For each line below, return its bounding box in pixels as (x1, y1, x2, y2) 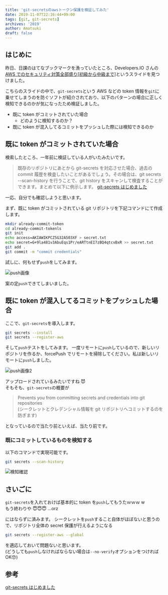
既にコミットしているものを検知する (5, 437, 93, 444)
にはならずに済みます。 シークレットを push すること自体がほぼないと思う (5, 516, 155, 522)
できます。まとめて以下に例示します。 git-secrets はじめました (17, 184, 147, 190)
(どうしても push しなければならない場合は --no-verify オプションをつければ (5, 548, 159, 555)
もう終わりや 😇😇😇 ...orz (5, 506, 59, 512)
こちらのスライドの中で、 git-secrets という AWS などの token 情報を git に (5, 88, 159, 94)
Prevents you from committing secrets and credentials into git (17, 395, 145, 401)
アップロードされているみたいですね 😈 (5, 379, 86, 385)
